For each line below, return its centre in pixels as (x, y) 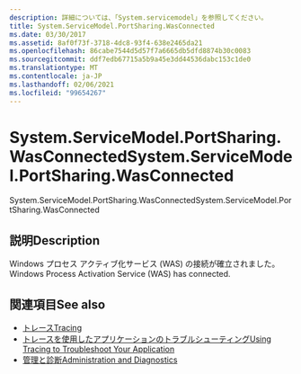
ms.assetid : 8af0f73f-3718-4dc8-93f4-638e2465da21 (106, 43)
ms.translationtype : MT (54, 68)
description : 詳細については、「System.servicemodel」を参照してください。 (138, 18)
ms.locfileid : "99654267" (58, 93)
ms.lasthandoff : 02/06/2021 (62, 85)
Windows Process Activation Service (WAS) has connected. (120, 274)
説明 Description (55, 240)
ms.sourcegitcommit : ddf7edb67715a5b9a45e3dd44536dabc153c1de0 (130, 59)
